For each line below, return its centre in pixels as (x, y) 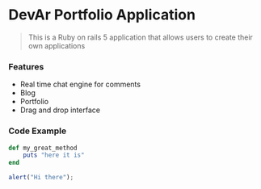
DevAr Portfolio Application (102, 15)
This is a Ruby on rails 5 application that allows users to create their (140, 37)
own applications (57, 45)
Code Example (38, 131)
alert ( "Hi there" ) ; (41, 178)
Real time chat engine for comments (80, 84)
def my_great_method (43, 148)
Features (26, 66)
